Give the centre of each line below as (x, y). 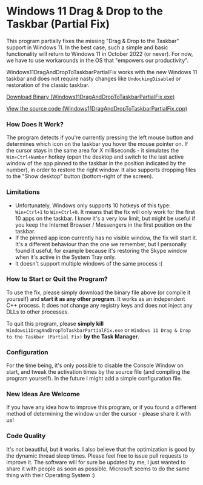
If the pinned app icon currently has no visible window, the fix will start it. (106, 238)
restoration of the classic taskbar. (48, 85)
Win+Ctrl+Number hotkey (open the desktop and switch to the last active (95, 157)
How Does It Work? (35, 124)
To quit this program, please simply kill (55, 323)
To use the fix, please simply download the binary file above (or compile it (98, 292)
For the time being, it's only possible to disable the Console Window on (95, 365)
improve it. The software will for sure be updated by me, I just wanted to (96, 462)
